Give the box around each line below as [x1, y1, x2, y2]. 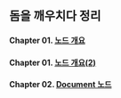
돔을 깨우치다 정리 [9, 8, 101, 24]
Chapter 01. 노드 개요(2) [9, 57, 96, 68]
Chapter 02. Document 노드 [9, 79, 112, 90]
